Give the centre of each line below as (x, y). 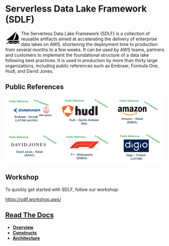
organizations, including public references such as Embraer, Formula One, (82, 66)
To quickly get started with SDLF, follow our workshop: (62, 189)
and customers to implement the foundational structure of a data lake (77, 55)
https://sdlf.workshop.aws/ (33, 199)
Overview (23, 227)
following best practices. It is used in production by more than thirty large (81, 60)
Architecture (26, 238)
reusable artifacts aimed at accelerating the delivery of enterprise (89, 39)
